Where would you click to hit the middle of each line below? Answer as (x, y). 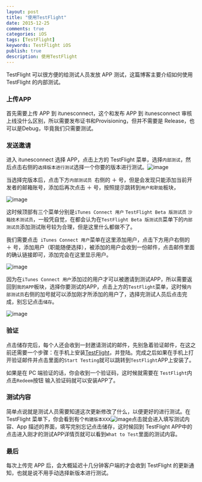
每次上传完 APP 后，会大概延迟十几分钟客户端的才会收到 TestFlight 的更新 (98, 465)
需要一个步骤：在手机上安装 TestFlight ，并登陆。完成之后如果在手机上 (103, 352)
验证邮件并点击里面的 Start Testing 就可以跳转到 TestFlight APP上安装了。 (103, 360)
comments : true (25, 29)
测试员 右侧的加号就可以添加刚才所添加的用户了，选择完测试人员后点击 (96, 294)
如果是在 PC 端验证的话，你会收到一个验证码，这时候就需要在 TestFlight (97, 372)
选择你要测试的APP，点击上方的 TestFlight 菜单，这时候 (118, 287)
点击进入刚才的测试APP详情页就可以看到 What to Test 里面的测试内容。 (93, 434)
